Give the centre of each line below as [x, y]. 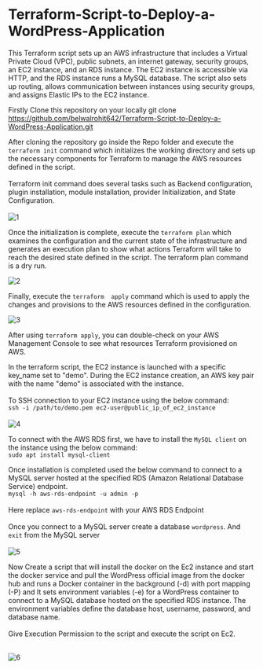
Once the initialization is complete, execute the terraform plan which [120, 232]
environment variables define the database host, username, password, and [130, 608]
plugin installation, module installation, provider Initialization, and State [122, 192]
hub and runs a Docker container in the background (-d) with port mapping [129, 583]
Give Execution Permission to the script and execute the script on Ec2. [122, 634]
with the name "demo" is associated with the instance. [96, 384]
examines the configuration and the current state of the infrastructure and [128, 241]
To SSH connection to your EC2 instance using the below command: [119, 400]
